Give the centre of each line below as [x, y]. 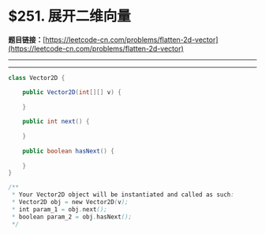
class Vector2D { [37, 78]
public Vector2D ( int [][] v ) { [72, 92]
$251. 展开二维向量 [70, 16]
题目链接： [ [27, 40]
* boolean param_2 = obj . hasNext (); [72, 217]
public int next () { [56, 122]
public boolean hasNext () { [68, 151]
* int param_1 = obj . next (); [60, 209]
